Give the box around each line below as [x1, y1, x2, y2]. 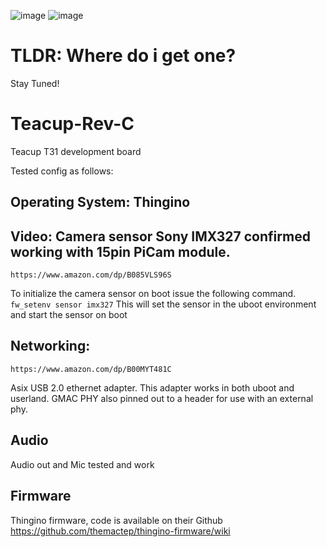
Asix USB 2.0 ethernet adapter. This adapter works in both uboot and [10, 381, 295, 394]
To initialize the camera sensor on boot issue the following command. [10, 288, 297, 300]
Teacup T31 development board [10, 145, 142, 157]
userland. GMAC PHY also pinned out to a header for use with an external [10, 392, 314, 404]
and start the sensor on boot [10, 309, 128, 321]
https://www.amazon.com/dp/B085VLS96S [10, 270, 172, 280]
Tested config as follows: [10, 165, 114, 177]
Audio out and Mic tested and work [10, 458, 155, 470]
